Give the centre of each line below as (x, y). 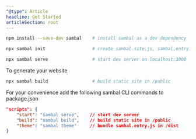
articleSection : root (32, 22)
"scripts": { (22, 109)
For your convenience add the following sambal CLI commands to (85, 92)
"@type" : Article (27, 11)
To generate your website (37, 70)
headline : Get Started (34, 17)
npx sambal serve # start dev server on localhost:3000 (96, 60)
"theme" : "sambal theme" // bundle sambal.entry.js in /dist (98, 126)
